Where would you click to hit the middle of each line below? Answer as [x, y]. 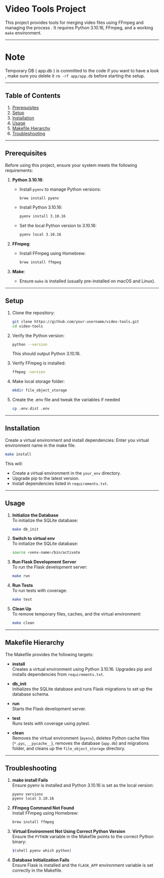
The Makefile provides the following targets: [49, 654]
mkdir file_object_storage [40, 390]
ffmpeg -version [29, 372]
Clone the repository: [33, 313]
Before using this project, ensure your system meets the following [71, 165]
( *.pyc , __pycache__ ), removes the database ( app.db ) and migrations [80, 743]
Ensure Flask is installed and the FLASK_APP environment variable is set [83, 865]
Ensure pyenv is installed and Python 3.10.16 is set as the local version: [83, 785]
